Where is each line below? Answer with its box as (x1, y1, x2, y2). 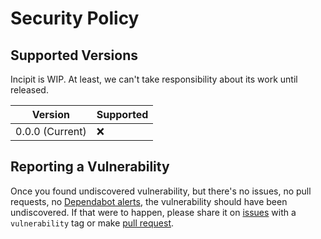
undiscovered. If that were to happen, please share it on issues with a (10, 206, 297, 218)
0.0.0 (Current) (15, 125, 87, 138)
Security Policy (10, 7, 140, 30)
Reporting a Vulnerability (10, 158, 170, 176)
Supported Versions (10, 47, 138, 64)
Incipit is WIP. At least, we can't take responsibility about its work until (10, 73, 298, 85)
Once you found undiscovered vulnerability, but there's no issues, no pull (10, 185, 312, 197)
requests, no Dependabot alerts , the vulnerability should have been (10, 195, 288, 207)
